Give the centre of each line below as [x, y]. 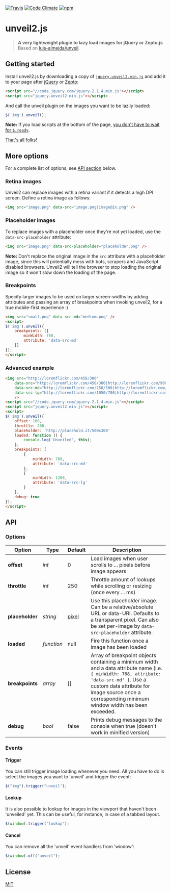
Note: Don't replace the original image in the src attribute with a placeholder [85, 256]
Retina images [23, 182]
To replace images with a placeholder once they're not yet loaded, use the [83, 232]
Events [14, 748]
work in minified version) [120, 733]
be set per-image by [116, 626]
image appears [109, 571]
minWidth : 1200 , [50, 478]
